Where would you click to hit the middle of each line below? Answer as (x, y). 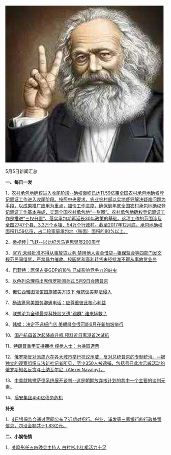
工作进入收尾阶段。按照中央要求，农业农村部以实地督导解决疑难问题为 (92, 199)
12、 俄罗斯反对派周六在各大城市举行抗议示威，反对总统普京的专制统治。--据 (85, 357)
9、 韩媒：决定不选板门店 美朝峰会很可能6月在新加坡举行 (64, 324)
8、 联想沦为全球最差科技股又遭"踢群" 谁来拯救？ (56, 313)
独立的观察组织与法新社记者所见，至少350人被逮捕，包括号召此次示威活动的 (85, 363)
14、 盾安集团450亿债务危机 (34, 398)
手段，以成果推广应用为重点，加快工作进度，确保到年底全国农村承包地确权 (83, 206)
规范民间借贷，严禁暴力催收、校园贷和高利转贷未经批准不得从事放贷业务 (81, 259)
